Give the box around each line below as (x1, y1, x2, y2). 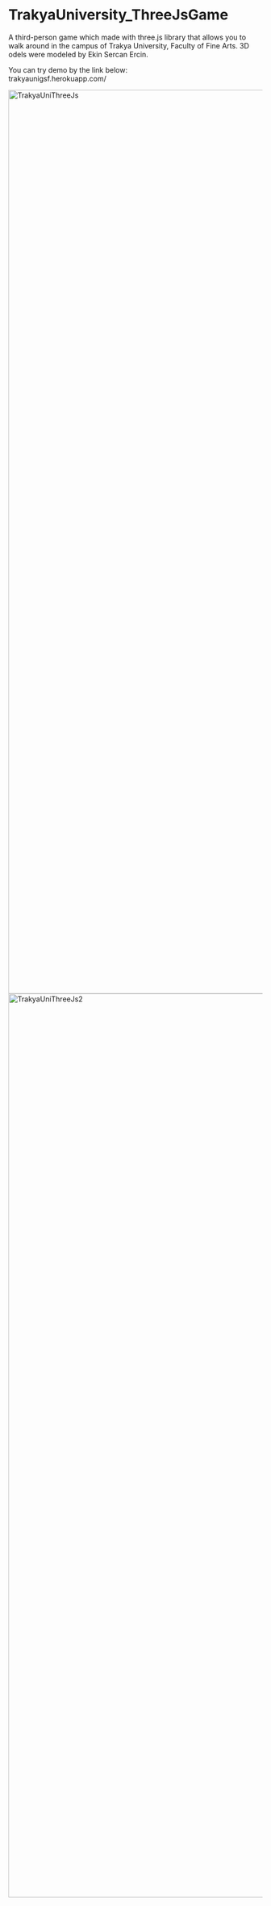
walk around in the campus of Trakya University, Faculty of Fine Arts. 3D (8, 40, 250, 50)
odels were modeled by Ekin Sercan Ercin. (8, 49, 149, 59)
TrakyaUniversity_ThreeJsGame (8, 6, 228, 24)
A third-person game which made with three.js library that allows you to (8, 32, 247, 42)
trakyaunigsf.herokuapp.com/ (8, 73, 106, 83)
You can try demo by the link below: (8, 65, 127, 74)
